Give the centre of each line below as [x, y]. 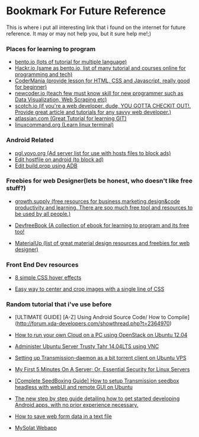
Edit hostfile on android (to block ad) [59, 159]
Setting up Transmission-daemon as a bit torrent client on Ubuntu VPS [100, 358]
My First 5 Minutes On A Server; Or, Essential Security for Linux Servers [102, 369]
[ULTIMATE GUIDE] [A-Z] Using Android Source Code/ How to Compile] [102, 317]
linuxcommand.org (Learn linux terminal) [64, 125]
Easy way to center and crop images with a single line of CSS [89, 289]
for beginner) [31, 87]
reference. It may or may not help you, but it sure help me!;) [79, 33]
